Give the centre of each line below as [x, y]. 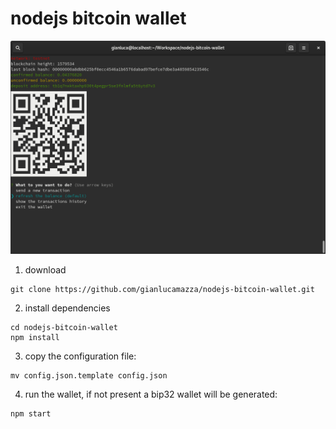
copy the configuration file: [80, 356]
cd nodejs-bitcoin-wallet [64, 327]
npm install [35, 337]
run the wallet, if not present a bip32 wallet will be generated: [151, 394]
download [45, 269]
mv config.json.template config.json [89, 375]
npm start [31, 413]
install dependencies [67, 308]
